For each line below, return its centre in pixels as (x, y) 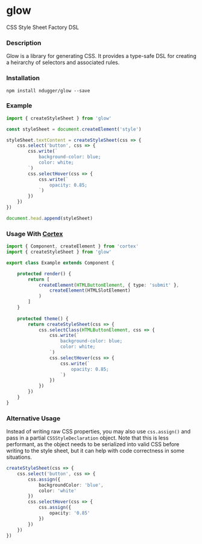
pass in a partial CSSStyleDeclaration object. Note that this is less (87, 438)
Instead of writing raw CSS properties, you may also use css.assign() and (99, 432)
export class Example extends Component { (60, 263)
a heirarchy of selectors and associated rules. (63, 62)
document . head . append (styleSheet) (50, 218)
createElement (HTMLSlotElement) (90, 290)
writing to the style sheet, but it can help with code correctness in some (96, 451)
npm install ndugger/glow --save (48, 91)
